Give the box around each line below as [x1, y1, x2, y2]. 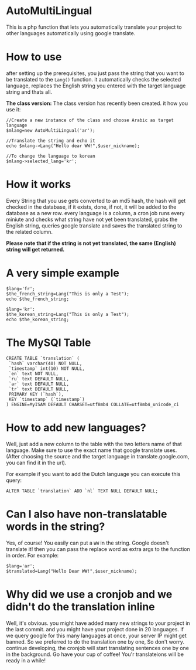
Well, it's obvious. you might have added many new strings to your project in [6, 620, 190, 627]
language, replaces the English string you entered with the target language [6, 82, 186, 89]
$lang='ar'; [6, 563, 35, 569]
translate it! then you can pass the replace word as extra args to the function [6, 545, 190, 552]
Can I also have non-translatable [6, 507, 167, 521]
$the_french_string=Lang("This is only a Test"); [6, 291, 130, 297]
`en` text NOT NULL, [8, 370, 59, 376]
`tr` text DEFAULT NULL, [8, 386, 69, 392]
